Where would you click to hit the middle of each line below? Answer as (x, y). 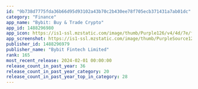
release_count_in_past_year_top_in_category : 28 (67, 77)
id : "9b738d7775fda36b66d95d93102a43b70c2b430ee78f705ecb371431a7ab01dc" (99, 11)
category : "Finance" (32, 17)
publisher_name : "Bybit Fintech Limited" (58, 50)
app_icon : (18, 33)
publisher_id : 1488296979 (38, 44)
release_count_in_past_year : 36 (46, 66)
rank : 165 (18, 55)
